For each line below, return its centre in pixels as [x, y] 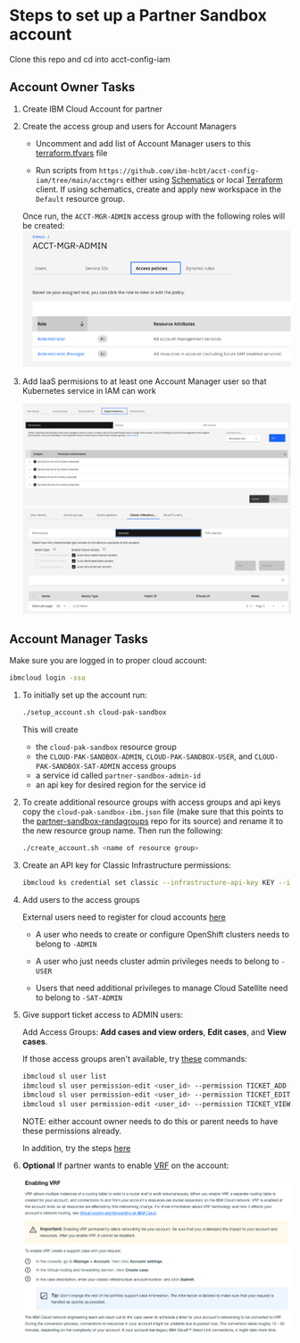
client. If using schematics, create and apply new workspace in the [158, 189]
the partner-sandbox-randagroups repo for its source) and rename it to [153, 821]
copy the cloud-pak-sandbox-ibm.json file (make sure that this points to [153, 811]
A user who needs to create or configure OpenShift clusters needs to [162, 934]
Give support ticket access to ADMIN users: [103, 1014]
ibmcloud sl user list [64, 1076]
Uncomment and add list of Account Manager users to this [143, 143]
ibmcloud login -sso [48, 678]
